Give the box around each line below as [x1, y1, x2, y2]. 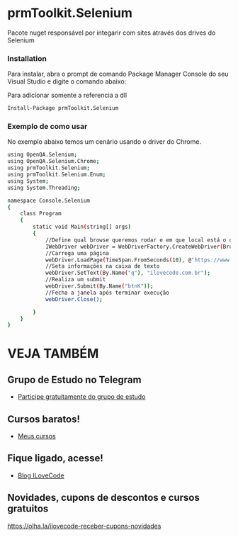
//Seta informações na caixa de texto [45, 263, 160, 270]
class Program [20, 210, 62, 217]
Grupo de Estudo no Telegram [7, 373, 142, 385]
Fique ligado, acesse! [7, 452, 104, 465]
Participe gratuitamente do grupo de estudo [17, 392, 146, 401]
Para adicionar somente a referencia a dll [7, 91, 127, 100]
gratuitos [7, 503, 49, 515]
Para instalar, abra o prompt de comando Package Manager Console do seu [7, 69, 229, 79]
